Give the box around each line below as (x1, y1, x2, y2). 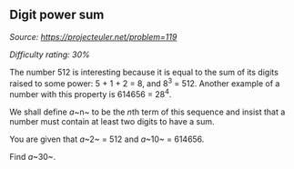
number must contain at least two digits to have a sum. (9, 116, 216, 127)
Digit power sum (9, 7, 105, 23)
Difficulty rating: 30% (9, 49, 91, 60)
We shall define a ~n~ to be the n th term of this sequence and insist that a (9, 106, 286, 117)
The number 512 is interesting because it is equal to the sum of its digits (9, 66, 279, 77)
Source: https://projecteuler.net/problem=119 (9, 31, 177, 42)
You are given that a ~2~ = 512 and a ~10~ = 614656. (9, 134, 205, 144)
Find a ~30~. (9, 152, 56, 163)
